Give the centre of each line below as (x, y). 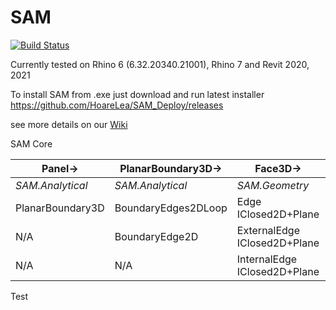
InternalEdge (267, 259)
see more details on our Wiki (69, 124)
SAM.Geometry (273, 185)
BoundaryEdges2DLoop (171, 208)
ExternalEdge (268, 230)
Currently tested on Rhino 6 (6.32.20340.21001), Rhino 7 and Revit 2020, (160, 64)
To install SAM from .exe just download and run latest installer (137, 94)
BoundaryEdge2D (156, 236)
